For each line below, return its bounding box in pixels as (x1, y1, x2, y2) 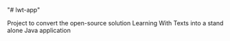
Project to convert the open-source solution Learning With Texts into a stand (7, 19, 224, 27)
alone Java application (7, 27, 71, 34)
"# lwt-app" (7, 6, 41, 14)
